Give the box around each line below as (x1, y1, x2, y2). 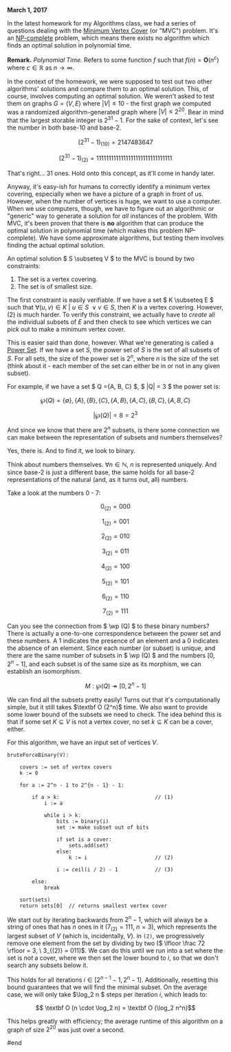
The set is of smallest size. (16, 282, 93, 290)
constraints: (7, 261, 41, 270)
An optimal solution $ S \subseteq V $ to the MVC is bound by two (7, 254, 195, 263)
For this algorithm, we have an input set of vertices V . (7, 738, 159, 747)
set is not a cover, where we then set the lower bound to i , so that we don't (7, 953, 219, 962)
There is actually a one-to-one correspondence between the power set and (7, 629, 221, 638)
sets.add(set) (68, 842, 109, 849)
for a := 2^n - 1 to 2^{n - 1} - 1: (19, 782, 125, 789)
